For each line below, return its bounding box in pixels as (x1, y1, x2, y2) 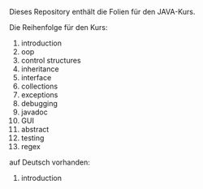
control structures (20, 56, 81, 65)
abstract (20, 125, 50, 134)
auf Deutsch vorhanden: (9, 157, 90, 167)
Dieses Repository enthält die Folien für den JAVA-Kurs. (9, 7, 196, 16)
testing (20, 133, 45, 143)
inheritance (20, 64, 59, 74)
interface (20, 73, 52, 82)
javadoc (20, 107, 48, 117)
